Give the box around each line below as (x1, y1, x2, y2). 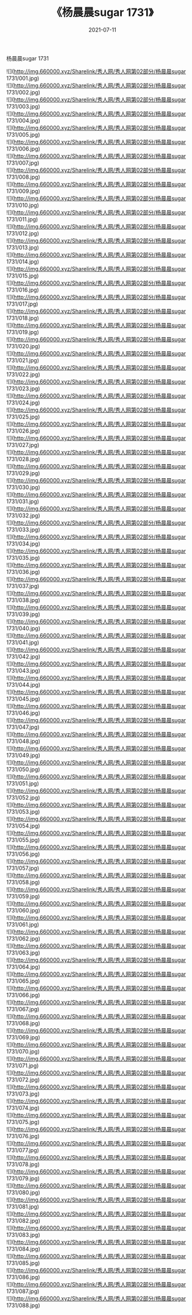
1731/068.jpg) (6, 1019, 41, 1027)
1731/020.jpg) (6, 342, 41, 349)
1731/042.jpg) (6, 653, 41, 660)
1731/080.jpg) (6, 1189, 41, 1196)
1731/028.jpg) (6, 455, 41, 462)
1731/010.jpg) (6, 201, 40, 209)
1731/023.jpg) (6, 385, 41, 392)
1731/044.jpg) (6, 681, 41, 688)
